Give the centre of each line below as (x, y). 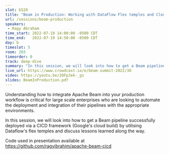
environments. (20, 110)
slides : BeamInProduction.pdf (37, 80)
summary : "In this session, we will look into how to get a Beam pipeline (85, 66)
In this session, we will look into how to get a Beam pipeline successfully (80, 120)
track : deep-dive (23, 61)
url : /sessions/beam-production (39, 19)
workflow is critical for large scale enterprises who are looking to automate (83, 100)
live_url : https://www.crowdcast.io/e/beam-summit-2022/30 (68, 71)
